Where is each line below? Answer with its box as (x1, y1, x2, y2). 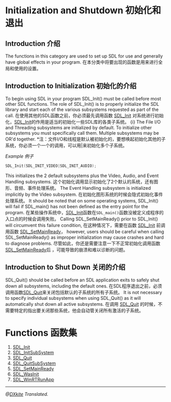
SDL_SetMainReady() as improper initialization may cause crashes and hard (5, 234, 164, 240)
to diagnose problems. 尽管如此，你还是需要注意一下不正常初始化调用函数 (5, 240, 161, 246)
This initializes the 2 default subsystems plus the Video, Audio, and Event (5, 173, 159, 179)
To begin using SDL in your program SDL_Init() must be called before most (5, 95, 161, 102)
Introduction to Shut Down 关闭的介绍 (5, 263, 126, 272)
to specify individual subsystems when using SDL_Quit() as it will (5, 295, 141, 301)
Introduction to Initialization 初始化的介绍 (5, 82, 137, 91)
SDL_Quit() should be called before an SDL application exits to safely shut (5, 277, 160, 283)
